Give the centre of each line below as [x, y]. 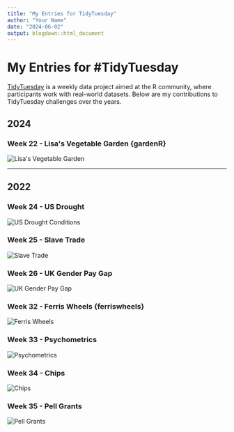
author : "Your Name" [37, 20]
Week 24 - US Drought [46, 207]
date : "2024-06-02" [36, 26]
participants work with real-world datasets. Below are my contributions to [112, 94]
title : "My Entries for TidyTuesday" [62, 14]
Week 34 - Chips [36, 373]
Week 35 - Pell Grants [45, 406]
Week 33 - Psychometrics [52, 340]
